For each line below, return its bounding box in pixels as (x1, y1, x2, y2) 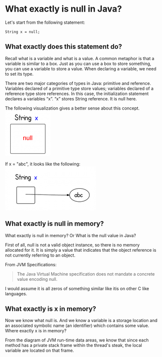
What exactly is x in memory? (5, 305, 97, 313)
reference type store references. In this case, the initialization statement (5, 91, 149, 97)
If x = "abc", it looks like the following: (5, 161, 81, 167)
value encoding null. (16, 276, 58, 282)
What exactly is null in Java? (5, 3, 122, 15)
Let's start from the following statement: (5, 19, 85, 25)
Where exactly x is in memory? (5, 328, 67, 334)
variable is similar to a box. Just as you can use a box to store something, (5, 61, 151, 66)
